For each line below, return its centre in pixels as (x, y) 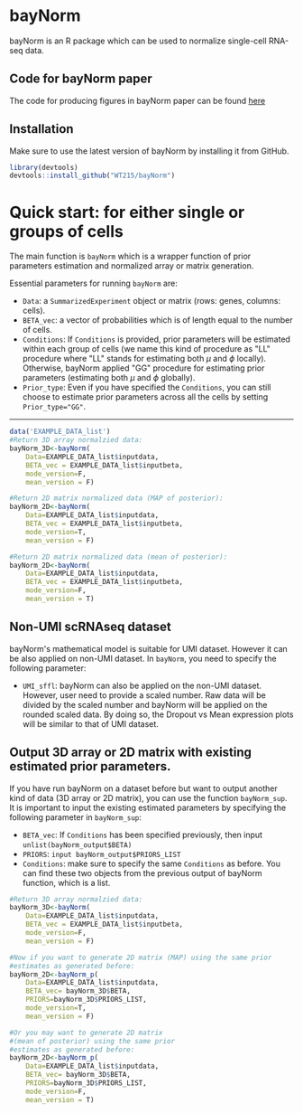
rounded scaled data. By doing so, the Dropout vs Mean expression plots (158, 714)
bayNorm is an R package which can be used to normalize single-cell (138, 41)
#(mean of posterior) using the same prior (92, 1041)
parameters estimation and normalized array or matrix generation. (132, 266)
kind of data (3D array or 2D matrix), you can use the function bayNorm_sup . (148, 797)
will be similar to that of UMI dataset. (91, 723)
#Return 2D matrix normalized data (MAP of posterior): (116, 498)
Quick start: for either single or (127, 212)
